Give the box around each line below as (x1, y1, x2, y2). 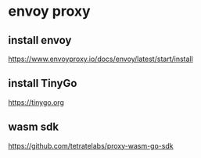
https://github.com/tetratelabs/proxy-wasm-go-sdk (8, 141, 174, 150)
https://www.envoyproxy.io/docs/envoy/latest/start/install (8, 54, 193, 63)
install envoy (8, 34, 72, 47)
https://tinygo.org (8, 97, 65, 107)
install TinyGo (8, 77, 77, 90)
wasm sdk (8, 120, 59, 134)
